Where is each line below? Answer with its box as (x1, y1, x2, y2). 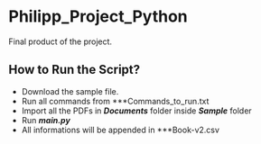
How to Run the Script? (8, 62, 141, 77)
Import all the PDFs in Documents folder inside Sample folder (21, 105, 252, 116)
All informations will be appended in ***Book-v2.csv (21, 124, 220, 135)
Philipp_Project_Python (8, 6, 189, 27)
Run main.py (21, 114, 71, 125)
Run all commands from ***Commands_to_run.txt (21, 95, 210, 106)
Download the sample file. (21, 85, 119, 96)
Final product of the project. (8, 36, 113, 47)
